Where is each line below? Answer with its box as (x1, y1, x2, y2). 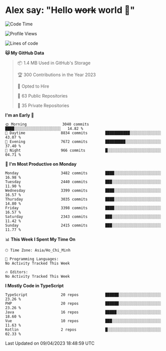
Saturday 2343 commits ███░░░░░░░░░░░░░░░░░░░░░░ (5, 214, 162, 219)
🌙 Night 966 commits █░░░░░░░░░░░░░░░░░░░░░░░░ (5, 148, 162, 153)
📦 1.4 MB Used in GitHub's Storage (17, 60, 91, 66)
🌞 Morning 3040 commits (5, 121, 89, 126)
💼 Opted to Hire (17, 83, 50, 89)
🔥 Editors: (5, 269, 28, 274)
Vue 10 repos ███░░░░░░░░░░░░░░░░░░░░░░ (5, 318, 162, 323)
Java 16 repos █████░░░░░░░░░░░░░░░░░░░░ (5, 310, 162, 315)
